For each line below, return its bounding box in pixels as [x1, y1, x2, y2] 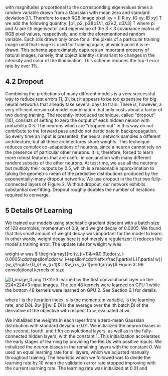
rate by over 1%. [5, 63, 39, 69]
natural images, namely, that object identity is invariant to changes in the [5, 52, 155, 58]
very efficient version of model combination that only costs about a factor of [5, 106, 163, 112]
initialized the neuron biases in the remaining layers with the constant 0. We [5, 343, 161, 350]
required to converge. [5, 192, 50, 198]
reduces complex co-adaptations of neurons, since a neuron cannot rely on [5, 144, 161, 150]
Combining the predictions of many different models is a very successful [5, 90, 155, 97]
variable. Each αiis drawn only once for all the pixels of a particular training [5, 36, 160, 42]
